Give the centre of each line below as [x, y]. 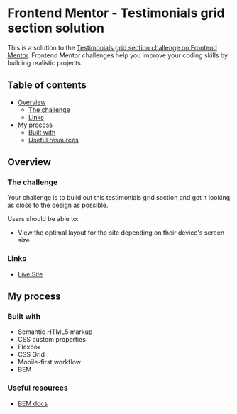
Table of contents [47, 85]
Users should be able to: [43, 219]
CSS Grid [31, 354]
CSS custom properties [52, 340]
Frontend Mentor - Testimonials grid [116, 13]
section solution [56, 28]
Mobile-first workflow [49, 362]
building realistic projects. [45, 62]
